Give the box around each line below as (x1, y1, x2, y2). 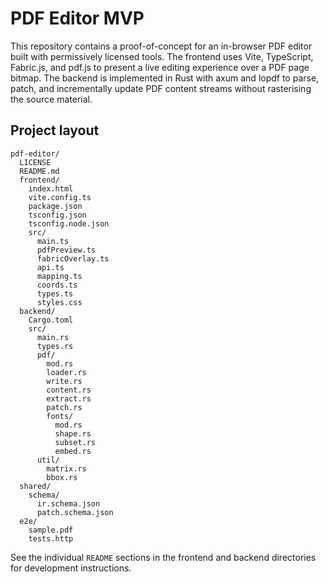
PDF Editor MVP (10, 7, 145, 30)
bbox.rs (46, 472, 78, 482)
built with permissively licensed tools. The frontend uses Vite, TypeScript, (10, 50, 314, 62)
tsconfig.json (28, 210, 87, 220)
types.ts (36, 288, 74, 299)
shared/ (19, 481, 52, 491)
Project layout (10, 122, 100, 139)
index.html (28, 183, 74, 194)
